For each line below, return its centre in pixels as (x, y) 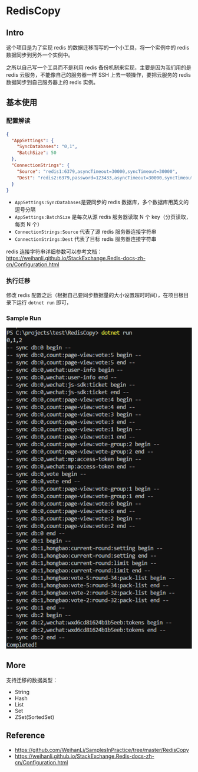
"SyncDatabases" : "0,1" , (47, 147)
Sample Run (24, 318)
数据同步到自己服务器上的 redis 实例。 (52, 82)
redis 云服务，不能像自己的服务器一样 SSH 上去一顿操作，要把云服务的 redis (99, 75)
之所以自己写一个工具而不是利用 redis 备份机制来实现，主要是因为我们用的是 (99, 67)
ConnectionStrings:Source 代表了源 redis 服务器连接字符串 (85, 232)
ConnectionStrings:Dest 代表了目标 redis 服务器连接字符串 (85, 239)
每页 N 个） (29, 224)
